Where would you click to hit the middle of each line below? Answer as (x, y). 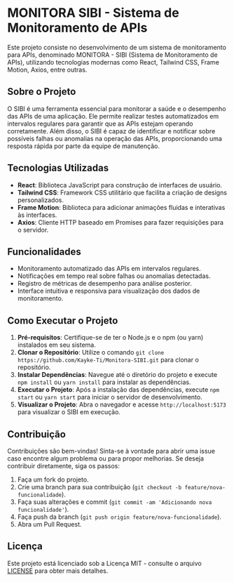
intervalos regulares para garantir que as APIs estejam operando (100, 124)
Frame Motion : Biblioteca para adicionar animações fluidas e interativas (121, 207)
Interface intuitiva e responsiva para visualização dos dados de (109, 291)
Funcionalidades (44, 252)
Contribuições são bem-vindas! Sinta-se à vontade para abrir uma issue (111, 451)
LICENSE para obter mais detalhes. (58, 571)
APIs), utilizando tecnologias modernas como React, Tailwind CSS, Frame (113, 62)
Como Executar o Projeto (63, 320)
